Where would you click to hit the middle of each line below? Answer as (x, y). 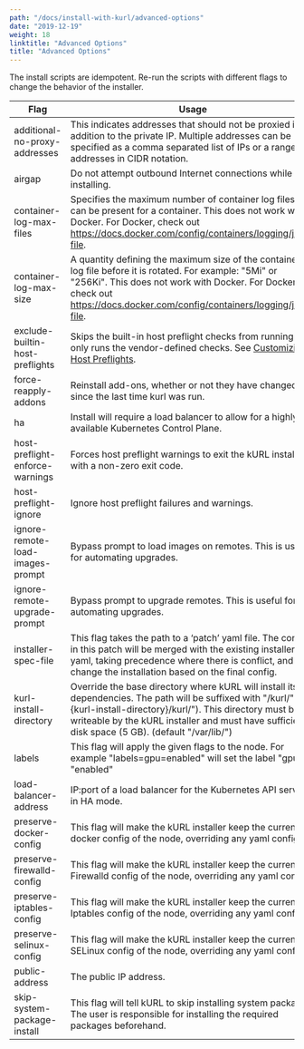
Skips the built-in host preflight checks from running (182, 336)
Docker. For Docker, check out (135, 222)
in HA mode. (96, 801)
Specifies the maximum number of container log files (183, 199)
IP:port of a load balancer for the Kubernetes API (173, 790)
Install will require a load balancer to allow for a (170, 417)
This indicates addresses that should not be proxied (180, 125)
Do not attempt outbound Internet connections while (181, 173)
